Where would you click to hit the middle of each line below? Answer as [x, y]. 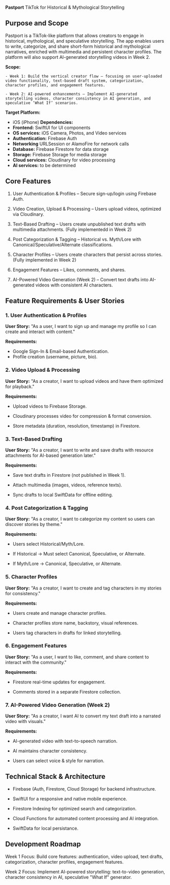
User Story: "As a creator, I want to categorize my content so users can [80, 519]
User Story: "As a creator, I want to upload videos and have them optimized [84, 381]
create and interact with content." [40, 332]
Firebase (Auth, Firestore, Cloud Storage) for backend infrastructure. [84, 789]
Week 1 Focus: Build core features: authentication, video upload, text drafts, [84, 856]
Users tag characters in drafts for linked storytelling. [67, 633]
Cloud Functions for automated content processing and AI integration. [86, 818]
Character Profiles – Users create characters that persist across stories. [88, 254]
